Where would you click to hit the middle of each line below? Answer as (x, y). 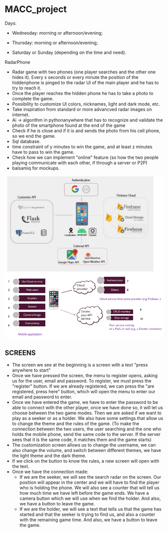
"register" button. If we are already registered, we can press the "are (83, 386)
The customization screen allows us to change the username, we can (84, 445)
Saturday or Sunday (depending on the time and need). (69, 52)
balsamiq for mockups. (36, 168)
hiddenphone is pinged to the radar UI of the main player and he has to (85, 82)
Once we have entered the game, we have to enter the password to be (85, 402)
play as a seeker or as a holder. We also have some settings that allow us (88, 418)
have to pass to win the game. (43, 152)
